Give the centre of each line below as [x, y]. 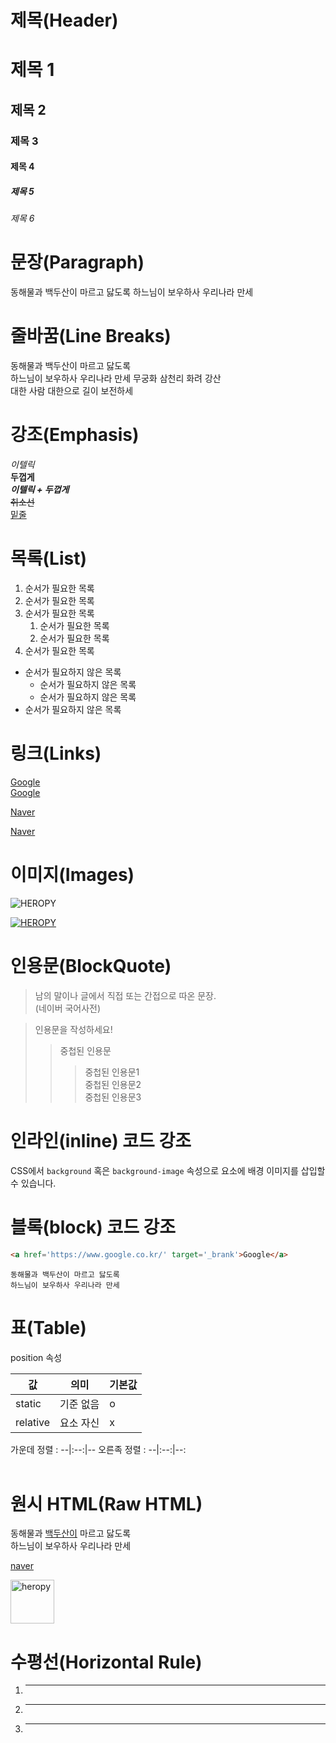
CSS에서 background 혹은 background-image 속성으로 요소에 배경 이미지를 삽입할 [168, 1170]
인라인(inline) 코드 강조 [101, 1141]
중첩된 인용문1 [112, 1072]
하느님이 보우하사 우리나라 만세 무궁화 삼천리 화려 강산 [116, 378]
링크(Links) [56, 753]
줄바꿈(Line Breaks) [91, 336]
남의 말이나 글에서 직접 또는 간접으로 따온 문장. [125, 995]
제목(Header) [64, 20]
